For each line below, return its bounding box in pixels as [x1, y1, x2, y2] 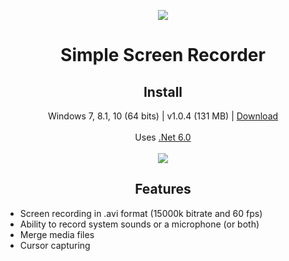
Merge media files [19, 228, 95, 240]
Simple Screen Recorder [60, 44, 266, 67]
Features [134, 181, 192, 198]
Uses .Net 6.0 [134, 131, 192, 143]
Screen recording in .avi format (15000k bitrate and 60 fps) [19, 207, 263, 219]
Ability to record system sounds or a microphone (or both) [19, 218, 260, 230]
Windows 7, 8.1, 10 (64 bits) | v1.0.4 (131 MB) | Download [47, 110, 279, 122]
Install [143, 83, 183, 100]
